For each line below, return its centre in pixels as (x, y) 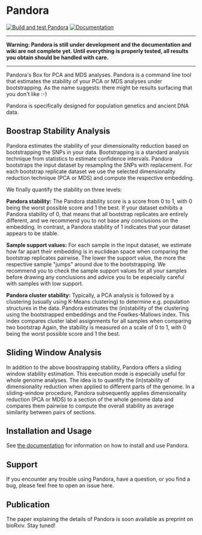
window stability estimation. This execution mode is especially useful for (96, 373)
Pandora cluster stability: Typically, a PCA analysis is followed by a (90, 295)
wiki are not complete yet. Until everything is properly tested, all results (97, 51)
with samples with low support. (45, 283)
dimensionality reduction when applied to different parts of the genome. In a (100, 386)
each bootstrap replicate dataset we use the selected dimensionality (91, 171)
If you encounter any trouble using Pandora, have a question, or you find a (98, 479)
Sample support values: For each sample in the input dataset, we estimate (99, 245)
